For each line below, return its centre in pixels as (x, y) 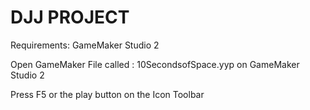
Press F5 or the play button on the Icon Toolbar (107, 94)
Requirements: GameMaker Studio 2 (85, 45)
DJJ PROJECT (70, 17)
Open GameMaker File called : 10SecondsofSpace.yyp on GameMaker (155, 64)
